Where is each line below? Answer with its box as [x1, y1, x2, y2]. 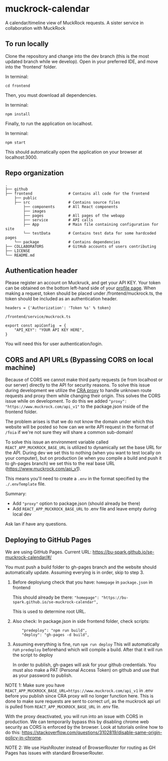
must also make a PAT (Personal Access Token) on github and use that [12, 667, 159, 673]
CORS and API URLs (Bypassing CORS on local [5, 355, 153, 364]
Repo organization [5, 169, 64, 177]
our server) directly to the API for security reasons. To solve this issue [5, 382, 150, 388]
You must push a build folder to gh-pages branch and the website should [5, 564, 157, 570]
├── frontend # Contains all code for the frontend [5, 191, 150, 196]
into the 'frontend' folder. [5, 64, 57, 70]
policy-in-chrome [5, 735, 41, 741]
